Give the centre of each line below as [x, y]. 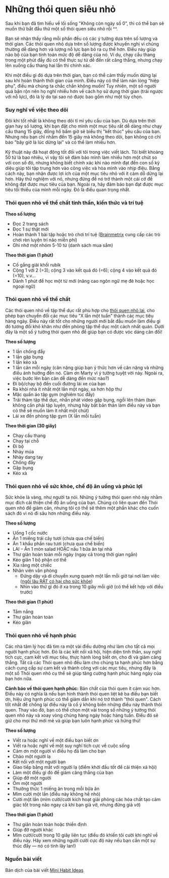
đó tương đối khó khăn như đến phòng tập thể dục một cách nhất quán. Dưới [85, 326]
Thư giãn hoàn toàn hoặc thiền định [49, 824]
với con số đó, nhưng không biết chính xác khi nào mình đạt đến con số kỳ [82, 163]
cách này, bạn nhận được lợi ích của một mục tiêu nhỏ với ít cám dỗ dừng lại [84, 173]
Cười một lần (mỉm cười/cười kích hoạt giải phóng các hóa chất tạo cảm [87, 800]
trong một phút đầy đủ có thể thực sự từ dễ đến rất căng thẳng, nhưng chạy [84, 60]
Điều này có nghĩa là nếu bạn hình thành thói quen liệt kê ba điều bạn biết [81, 694]
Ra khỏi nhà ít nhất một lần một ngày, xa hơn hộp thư [67, 389]
